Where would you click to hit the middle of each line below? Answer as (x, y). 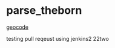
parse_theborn (44, 10)
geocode (18, 27)
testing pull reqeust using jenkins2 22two (57, 38)
